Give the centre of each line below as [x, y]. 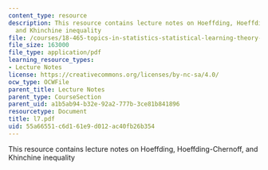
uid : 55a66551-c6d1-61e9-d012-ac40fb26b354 [82, 126]
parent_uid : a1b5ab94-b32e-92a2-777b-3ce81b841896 [94, 104]
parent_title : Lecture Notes [57, 89]
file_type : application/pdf [55, 52]
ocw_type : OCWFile [39, 82]
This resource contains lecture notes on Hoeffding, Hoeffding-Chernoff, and [133, 149]
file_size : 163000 [39, 45]
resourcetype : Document [48, 112]
